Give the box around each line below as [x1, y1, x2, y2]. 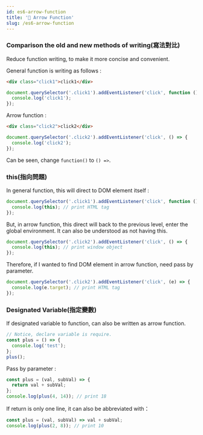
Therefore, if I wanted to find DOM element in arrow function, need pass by [6, 261, 193, 268]
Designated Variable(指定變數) [6, 306, 97, 314]
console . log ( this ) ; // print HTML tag [11, 204, 110, 210]
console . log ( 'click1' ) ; [11, 95, 71, 101]
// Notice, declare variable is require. [6, 332, 112, 338]
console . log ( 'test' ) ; [11, 343, 66, 349]
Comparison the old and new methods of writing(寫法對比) [6, 41, 180, 50]
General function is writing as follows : [6, 67, 101, 74]
